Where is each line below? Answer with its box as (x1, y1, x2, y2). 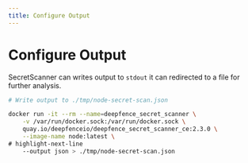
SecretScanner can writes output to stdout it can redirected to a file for (8, 72, 240, 82)
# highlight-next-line (8, 140, 83, 148)
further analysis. (8, 80, 62, 90)
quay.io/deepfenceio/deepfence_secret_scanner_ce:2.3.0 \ (22, 125, 218, 134)
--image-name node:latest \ (22, 133, 115, 141)
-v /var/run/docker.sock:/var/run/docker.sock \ (22, 118, 186, 126)
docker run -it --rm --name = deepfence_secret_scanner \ (8, 111, 196, 118)
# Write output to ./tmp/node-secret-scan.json (8, 96, 169, 104)
